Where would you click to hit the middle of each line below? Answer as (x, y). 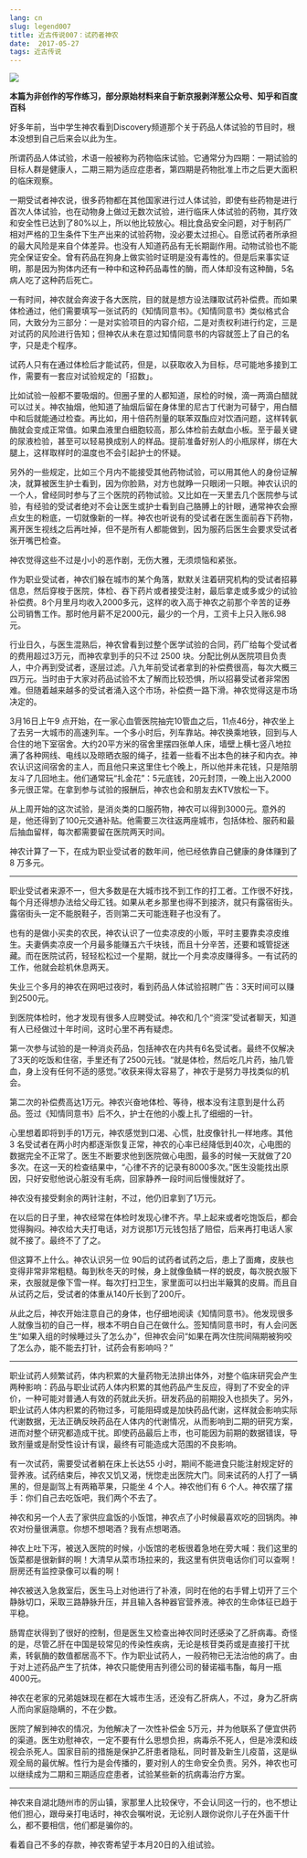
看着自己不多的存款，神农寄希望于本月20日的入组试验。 (115, 1845)
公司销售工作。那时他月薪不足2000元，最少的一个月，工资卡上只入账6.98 (148, 614)
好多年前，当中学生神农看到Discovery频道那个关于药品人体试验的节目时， (148, 127)
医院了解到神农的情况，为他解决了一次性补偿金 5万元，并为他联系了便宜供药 (153, 1729)
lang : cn (26, 18)
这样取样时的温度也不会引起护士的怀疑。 (109, 452)
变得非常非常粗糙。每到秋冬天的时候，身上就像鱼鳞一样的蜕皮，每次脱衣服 (149, 1271)
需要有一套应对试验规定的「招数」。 (91, 377)
